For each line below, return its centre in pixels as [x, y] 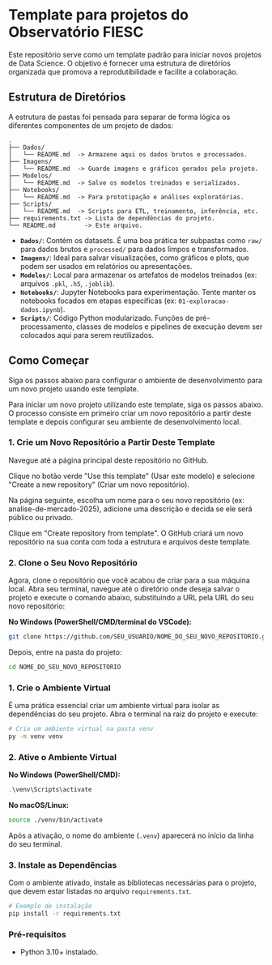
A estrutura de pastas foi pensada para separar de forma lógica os [119, 117]
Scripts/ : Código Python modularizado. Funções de [107, 318]
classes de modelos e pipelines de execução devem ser [170, 327]
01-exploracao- [204, 301]
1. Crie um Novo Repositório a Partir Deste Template [112, 442]
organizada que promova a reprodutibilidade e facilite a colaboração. [123, 71]
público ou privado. [41, 517]
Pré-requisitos [37, 934]
